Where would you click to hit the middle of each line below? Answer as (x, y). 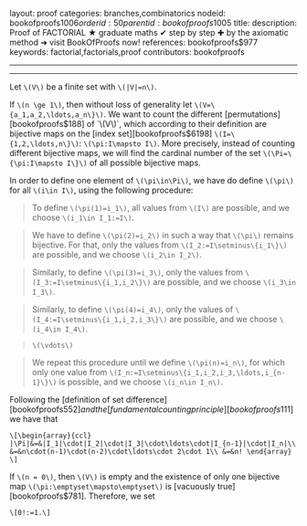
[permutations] (253, 114)
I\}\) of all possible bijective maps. (134, 163)
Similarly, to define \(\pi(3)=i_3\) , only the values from (138, 272)
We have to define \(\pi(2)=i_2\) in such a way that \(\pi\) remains (163, 235)
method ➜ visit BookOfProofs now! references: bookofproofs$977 (134, 42)
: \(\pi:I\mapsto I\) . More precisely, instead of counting (187, 143)
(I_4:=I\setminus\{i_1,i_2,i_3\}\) (100, 320)
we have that (34, 419)
